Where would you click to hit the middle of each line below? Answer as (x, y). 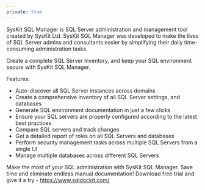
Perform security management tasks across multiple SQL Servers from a (106, 142)
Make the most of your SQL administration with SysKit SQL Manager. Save (100, 167)
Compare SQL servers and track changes (67, 129)
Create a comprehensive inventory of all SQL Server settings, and (98, 97)
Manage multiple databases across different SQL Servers (87, 155)
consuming (20, 49)
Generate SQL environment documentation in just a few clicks (93, 110)
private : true (24, 12)
